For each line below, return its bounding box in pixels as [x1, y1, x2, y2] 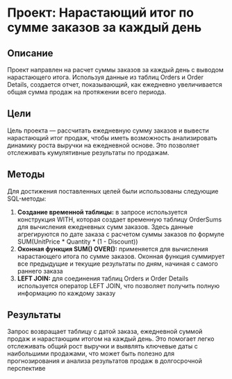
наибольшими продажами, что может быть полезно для [7, 349, 175, 358]
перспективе [7, 364, 47, 373]
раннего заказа [17, 267, 64, 275]
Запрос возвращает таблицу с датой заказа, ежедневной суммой [7, 328, 203, 336]
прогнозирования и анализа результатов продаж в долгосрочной [7, 357, 203, 365]
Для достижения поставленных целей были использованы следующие [7, 187, 219, 195]
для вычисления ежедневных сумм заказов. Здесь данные [17, 222, 194, 230]
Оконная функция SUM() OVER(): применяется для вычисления [17, 244, 208, 253]
